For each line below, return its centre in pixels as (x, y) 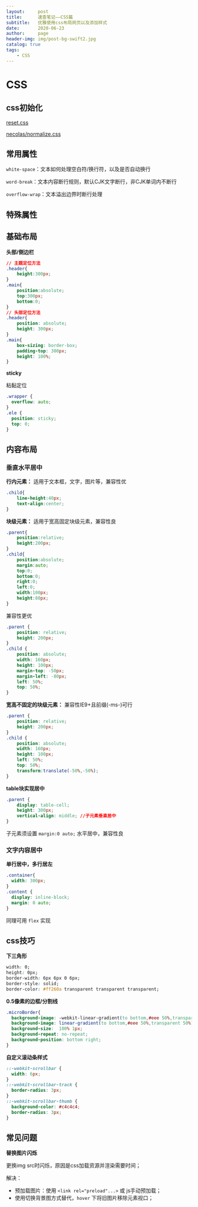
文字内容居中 (24, 850)
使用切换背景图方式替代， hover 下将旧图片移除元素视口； (84, 1198)
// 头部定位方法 (23, 313)
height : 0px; (22, 973)
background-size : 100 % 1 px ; (47, 1029)
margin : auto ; (33, 565)
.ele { (14, 413)
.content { (19, 892)
